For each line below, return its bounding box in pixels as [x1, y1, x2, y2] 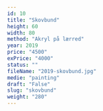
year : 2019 [7, 42, 38, 49]
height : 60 [7, 23, 38, 30]
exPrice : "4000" [7, 55, 54, 62]
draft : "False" [7, 81, 51, 88]
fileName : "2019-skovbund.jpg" [7, 68, 97, 74]
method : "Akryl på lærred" [7, 36, 84, 43]
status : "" [7, 61, 38, 68]
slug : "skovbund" [7, 87, 57, 94]
